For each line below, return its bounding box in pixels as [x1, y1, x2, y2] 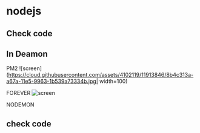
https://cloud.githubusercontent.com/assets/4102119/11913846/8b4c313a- [8, 71, 194, 79]
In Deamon [6, 48, 48, 59]
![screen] [19, 65, 42, 72]
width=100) [99, 77, 128, 85]
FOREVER [6, 89, 31, 97]
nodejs [6, 4, 42, 18]
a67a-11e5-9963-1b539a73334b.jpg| [6, 77, 98, 85]
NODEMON [6, 101, 35, 108]
